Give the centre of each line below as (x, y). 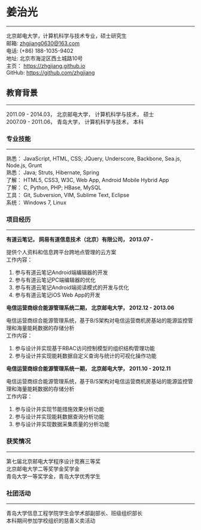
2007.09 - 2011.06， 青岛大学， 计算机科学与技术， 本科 (75, 121)
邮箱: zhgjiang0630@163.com (43, 43)
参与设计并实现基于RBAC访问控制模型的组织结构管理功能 (85, 349)
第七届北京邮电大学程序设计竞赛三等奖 (53, 461)
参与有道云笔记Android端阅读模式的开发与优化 (72, 288)
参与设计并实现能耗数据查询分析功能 (60, 417)
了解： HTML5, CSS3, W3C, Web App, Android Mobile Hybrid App (88, 180)
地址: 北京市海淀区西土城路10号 (45, 58)
